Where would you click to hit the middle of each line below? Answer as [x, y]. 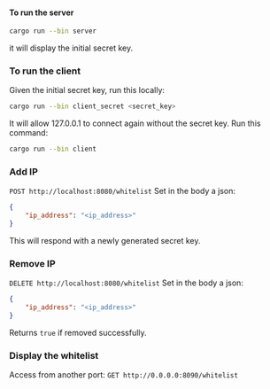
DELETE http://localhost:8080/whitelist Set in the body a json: [126, 283]
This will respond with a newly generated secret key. [105, 241]
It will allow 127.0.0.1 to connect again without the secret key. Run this [135, 123]
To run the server [42, 12]
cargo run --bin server [53, 31]
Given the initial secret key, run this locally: [87, 90]
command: [29, 133]
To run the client [45, 71]
